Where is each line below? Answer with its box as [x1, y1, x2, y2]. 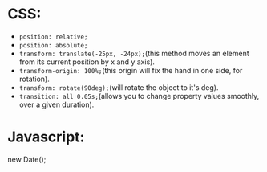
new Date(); [7, 154, 47, 164]
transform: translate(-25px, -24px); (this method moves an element [18, 48, 249, 58]
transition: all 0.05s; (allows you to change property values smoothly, [18, 91, 260, 100]
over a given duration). [18, 100, 95, 109]
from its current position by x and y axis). [18, 57, 156, 67]
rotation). [18, 74, 50, 84]
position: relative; [18, 33, 88, 41]
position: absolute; [18, 41, 88, 49]
